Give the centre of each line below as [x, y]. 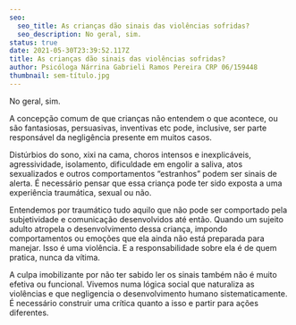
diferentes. [29, 312]
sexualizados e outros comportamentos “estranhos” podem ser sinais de [143, 173]
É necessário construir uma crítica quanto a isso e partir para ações [134, 303]
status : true [34, 42]
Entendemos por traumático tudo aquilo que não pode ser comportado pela [148, 210]
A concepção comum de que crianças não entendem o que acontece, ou [144, 118]
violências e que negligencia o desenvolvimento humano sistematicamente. [148, 293]
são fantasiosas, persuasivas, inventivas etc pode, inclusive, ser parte [138, 128]
